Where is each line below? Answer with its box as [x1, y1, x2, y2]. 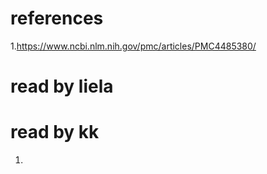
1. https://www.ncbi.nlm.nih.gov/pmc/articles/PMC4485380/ [10, 40, 257, 52]
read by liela [10, 75, 114, 98]
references [10, 7, 104, 30]
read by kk [10, 121, 100, 144]
